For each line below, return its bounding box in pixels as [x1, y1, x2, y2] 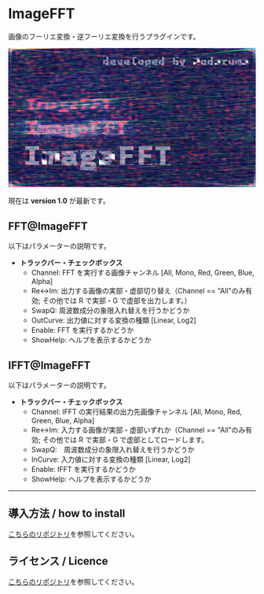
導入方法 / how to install [8, 507, 126, 520]
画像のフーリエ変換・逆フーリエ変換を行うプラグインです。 [8, 31, 200, 41]
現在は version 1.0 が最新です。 [8, 196, 110, 205]
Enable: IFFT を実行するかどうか [31, 465, 136, 474]
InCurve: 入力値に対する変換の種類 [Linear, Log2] [31, 455, 191, 464]
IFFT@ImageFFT [8, 359, 91, 372]
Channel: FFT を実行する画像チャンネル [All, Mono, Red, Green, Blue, [31, 268, 255, 278]
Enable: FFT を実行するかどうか [31, 326, 134, 335]
